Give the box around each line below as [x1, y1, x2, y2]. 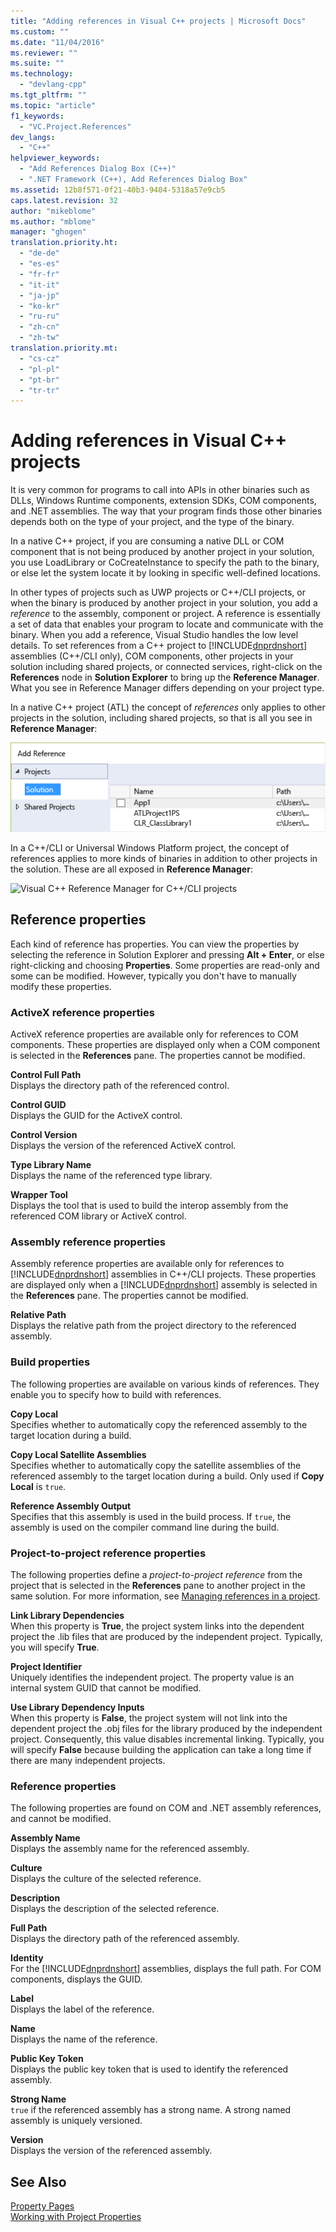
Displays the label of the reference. [10, 2003, 155, 2015]
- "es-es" [19, 259, 60, 269]
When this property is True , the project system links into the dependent [10, 1620, 305, 1632]
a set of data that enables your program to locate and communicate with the [10, 618, 324, 630]
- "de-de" [19, 248, 60, 259]
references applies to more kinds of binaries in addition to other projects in [10, 853, 318, 865]
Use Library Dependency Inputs [10, 1701, 145, 1714]
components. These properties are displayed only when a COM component [10, 1039, 321, 1051]
